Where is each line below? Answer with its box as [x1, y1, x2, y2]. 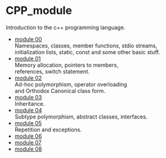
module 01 [14, 55, 41, 62]
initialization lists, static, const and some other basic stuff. [14, 48, 161, 55]
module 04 [14, 106, 42, 114]
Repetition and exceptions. [14, 126, 82, 133]
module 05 [14, 119, 42, 126]
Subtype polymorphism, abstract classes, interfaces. [14, 113, 148, 120]
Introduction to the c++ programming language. [5, 24, 126, 31]
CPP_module [5, 4, 73, 18]
